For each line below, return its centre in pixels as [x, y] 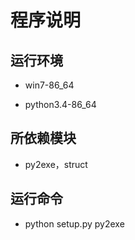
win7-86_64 [49, 85]
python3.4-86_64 [60, 104]
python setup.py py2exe [74, 223]
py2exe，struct [56, 164]
